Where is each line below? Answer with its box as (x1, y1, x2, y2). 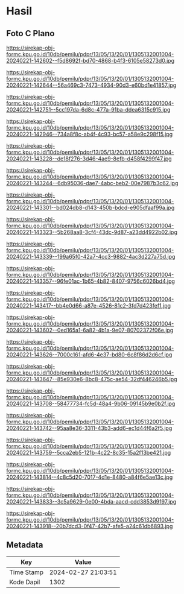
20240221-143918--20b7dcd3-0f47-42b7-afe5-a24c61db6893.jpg (6, 523, 173, 529)
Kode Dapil (9, 578, 40, 586)
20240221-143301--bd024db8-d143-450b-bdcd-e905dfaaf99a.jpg (6, 204, 175, 211)
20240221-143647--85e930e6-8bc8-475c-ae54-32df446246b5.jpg (6, 376, 177, 382)
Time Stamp (9, 568, 44, 577)
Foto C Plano (6, 28, 55, 39)
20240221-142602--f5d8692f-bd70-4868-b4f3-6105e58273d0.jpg (6, 57, 175, 64)
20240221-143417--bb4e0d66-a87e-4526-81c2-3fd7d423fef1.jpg (6, 302, 171, 309)
